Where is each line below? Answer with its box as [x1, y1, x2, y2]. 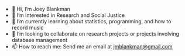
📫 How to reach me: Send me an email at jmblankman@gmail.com [11, 43, 173, 50]
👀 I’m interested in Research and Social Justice [11, 12, 125, 19]
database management [11, 37, 68, 43]
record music [11, 24, 44, 31]
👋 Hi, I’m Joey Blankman [11, 6, 70, 12]
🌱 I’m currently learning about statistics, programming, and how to [11, 18, 172, 24]
